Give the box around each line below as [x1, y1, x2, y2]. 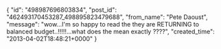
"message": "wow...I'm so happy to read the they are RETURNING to [6, 20, 200, 28]
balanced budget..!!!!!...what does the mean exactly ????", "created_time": [6, 27, 215, 35]
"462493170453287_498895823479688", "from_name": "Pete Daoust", [6, 13, 208, 21]
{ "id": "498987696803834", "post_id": [6, 6, 117, 14]
